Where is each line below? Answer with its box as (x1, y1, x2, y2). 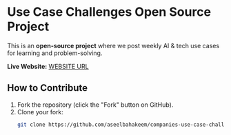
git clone (17, 121, 46, 128)
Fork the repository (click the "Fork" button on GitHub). (17, 101, 174, 109)
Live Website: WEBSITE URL (7, 62, 89, 70)
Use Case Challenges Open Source (7, 4, 212, 20)
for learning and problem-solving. (7, 49, 103, 57)
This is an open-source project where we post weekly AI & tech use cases (7, 41, 219, 50)
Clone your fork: (17, 107, 64, 116)
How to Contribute (7, 82, 88, 94)
